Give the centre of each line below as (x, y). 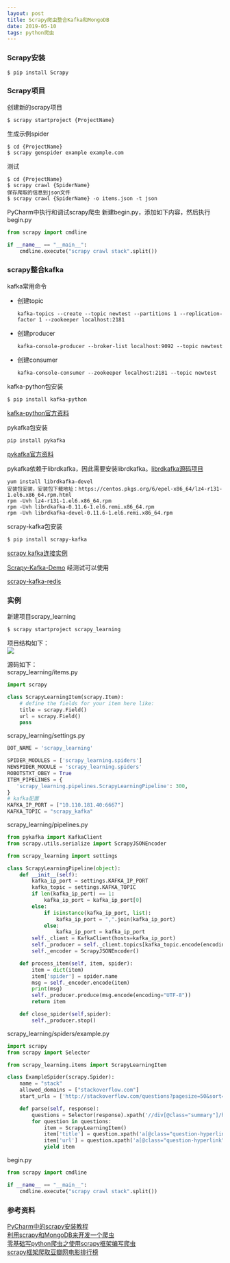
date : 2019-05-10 (32, 26)
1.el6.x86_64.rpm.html (39, 495)
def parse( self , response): (59, 1108)
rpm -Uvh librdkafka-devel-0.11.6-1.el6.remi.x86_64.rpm (90, 513)
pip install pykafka (37, 440)
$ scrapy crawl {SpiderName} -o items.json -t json (82, 198)
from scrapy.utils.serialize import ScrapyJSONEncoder (87, 844)
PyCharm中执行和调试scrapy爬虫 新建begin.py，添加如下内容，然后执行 (109, 212)
